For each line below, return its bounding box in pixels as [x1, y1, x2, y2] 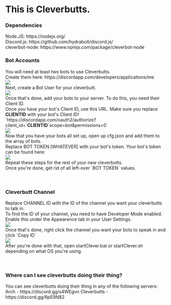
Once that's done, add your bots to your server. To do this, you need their [5, 95, 160, 101]
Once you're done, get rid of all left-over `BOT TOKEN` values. [5, 165, 136, 171]
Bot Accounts [5, 57, 40, 64]
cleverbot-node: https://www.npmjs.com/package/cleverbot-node [5, 44, 144, 50]
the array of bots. [5, 138, 42, 144]
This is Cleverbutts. [5, 4, 90, 15]
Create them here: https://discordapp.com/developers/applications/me [5, 74, 155, 80]
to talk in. [5, 206, 25, 212]
